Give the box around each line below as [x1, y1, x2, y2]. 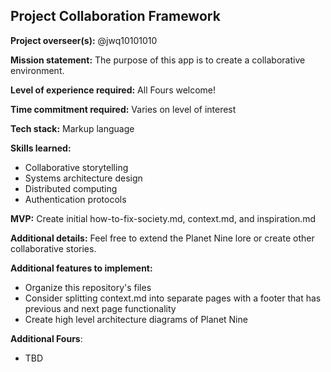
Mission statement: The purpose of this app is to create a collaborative [10, 54, 306, 66]
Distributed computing [24, 182, 118, 194]
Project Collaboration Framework [10, 8, 221, 25]
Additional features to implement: [10, 262, 153, 274]
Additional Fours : [10, 332, 83, 344]
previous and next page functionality [24, 302, 177, 314]
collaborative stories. [10, 242, 97, 254]
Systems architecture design [24, 172, 143, 184]
